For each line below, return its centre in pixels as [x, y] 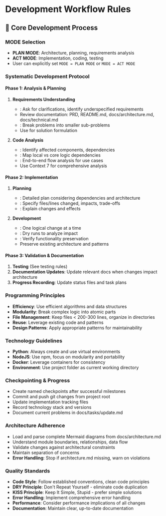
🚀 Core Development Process [52, 28]
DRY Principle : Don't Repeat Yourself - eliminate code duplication [80, 487]
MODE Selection [25, 42]
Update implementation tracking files [50, 402]
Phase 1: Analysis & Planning [36, 88]
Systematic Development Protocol [47, 76]
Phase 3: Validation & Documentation [45, 255]
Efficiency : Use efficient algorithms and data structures [70, 306]
